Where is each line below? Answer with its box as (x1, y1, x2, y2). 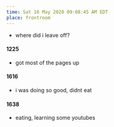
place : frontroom (6, 15, 51, 21)
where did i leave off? (15, 31, 70, 38)
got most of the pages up (15, 59, 80, 66)
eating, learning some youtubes (15, 114, 96, 122)
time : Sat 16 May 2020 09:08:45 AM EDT (6, 9, 108, 15)
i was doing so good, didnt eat (15, 86, 92, 93)
